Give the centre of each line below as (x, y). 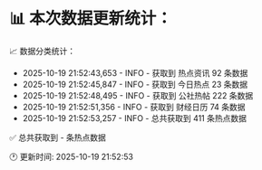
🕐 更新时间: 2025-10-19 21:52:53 (72, 156)
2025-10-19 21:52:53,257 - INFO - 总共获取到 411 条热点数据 (135, 118)
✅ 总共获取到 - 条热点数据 (58, 137)
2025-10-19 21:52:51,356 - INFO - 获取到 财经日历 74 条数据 (134, 107)
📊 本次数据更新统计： (91, 19)
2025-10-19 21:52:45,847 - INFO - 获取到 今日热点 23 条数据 (135, 84)
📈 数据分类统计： (42, 51)
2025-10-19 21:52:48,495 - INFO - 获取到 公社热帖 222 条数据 (138, 95)
